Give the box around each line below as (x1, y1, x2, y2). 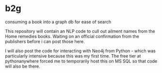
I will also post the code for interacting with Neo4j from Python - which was (5, 48, 156, 54)
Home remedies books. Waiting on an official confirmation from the (5, 33, 139, 39)
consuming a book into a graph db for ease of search (5, 19, 112, 25)
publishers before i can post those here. (5, 38, 85, 44)
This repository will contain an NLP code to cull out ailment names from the (5, 28, 155, 34)
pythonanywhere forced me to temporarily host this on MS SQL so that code (5, 58, 158, 64)
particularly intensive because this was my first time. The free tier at (5, 53, 141, 58)
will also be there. (5, 63, 40, 69)
